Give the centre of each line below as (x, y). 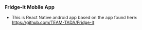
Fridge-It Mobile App (30, 7)
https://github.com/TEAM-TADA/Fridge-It (53, 22)
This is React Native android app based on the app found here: (74, 18)
